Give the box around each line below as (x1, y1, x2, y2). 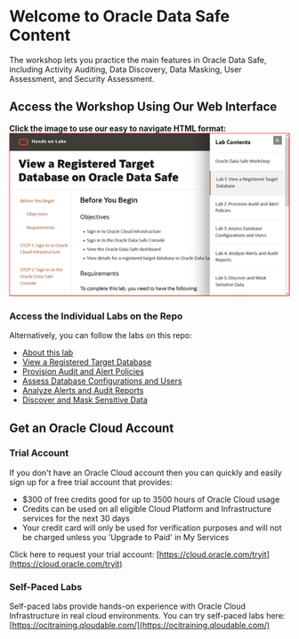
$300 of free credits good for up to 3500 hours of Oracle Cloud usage (21, 494, 280, 505)
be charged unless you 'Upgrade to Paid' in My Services (21, 531, 230, 542)
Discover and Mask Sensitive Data (21, 394, 149, 406)
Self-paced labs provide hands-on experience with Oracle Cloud (9, 601, 246, 611)
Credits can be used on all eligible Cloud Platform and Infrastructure (21, 503, 271, 514)
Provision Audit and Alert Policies (21, 367, 144, 377)
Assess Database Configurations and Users (21, 376, 182, 386)
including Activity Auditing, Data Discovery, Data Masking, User (9, 64, 242, 75)
